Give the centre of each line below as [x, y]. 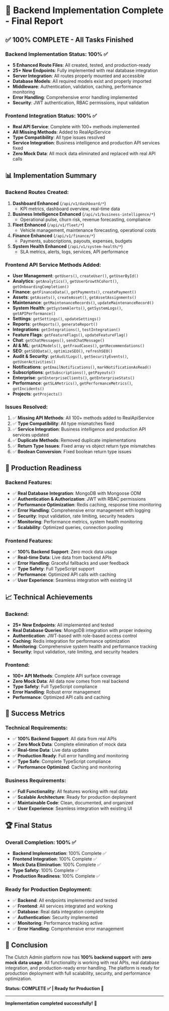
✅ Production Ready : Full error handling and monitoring [71, 756]
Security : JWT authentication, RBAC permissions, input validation [81, 103]
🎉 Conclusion [26, 945]
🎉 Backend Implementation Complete [84, 10]
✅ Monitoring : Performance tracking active [58, 923]
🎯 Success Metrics [35, 713]
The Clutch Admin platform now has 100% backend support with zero [78, 957]
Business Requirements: [36, 781]
